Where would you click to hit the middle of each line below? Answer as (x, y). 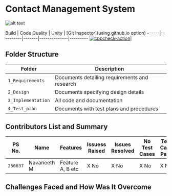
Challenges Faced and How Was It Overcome (79, 187)
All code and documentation (89, 100)
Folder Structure (32, 54)
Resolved (123, 151)
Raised (96, 151)
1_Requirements (26, 80)
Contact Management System (70, 9)
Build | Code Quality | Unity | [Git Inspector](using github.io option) (76, 33)
